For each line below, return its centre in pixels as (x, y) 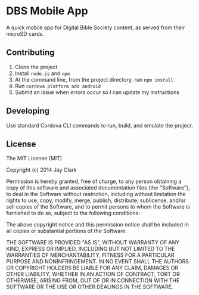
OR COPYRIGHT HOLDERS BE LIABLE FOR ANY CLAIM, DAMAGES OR (92, 268)
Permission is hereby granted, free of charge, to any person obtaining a (94, 181)
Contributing (30, 53)
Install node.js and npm (42, 73)
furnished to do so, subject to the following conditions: (73, 213)
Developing (28, 111)
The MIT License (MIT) (34, 159)
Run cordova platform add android (58, 86)
